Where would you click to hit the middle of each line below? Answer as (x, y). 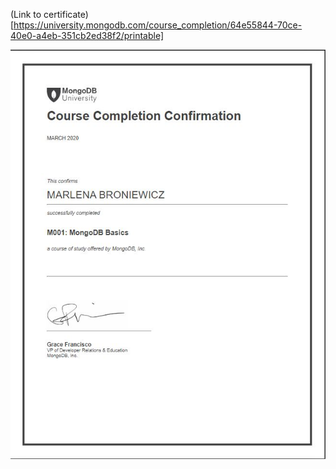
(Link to (26, 14)
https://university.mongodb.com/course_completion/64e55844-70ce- (158, 25)
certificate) (66, 14)
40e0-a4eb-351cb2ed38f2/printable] (87, 35)
